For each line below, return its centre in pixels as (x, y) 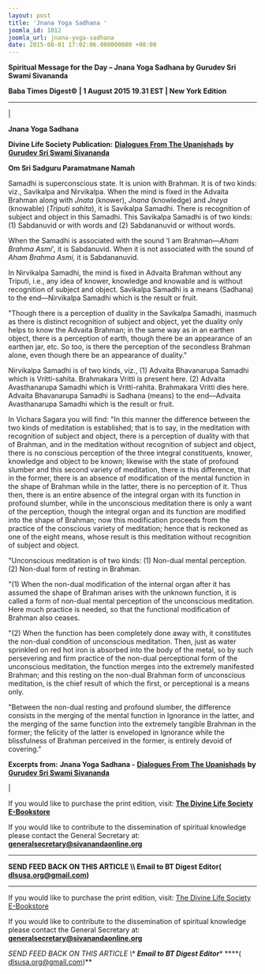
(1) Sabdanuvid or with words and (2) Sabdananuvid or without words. (122, 225)
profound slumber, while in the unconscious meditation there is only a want (130, 503)
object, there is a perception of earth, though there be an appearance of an (130, 338)
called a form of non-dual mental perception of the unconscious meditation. (131, 601)
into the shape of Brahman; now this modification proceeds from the (119, 520)
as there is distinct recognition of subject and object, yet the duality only (125, 322)
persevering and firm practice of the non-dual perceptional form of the (123, 658)
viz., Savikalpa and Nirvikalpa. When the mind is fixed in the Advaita (118, 192)
